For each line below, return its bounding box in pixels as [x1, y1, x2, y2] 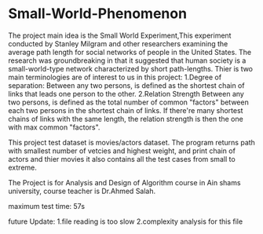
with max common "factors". [8, 122, 100, 132]
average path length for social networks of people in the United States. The [8, 47, 252, 57]
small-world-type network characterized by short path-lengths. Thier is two [8, 64, 254, 73]
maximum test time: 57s [8, 201, 85, 210]
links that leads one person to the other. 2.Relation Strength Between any [8, 89, 245, 98]
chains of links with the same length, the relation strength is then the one [8, 114, 243, 123]
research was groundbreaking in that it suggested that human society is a [8, 56, 247, 65]
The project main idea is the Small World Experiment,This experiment [8, 31, 232, 40]
